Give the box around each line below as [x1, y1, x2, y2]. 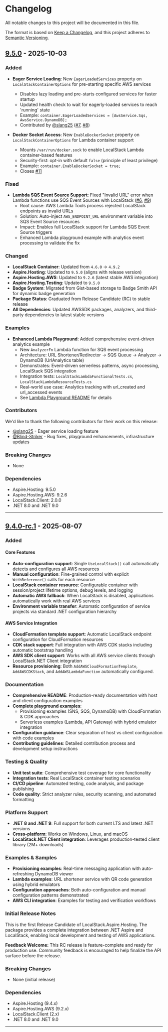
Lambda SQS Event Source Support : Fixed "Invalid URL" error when [12, 192, 153, 198]
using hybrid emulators [12, 881, 60, 887]
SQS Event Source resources [19, 218, 80, 224]
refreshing [12, 871, 34, 877]
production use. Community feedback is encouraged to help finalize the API [5, 947, 161, 953]
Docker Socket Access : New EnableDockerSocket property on [12, 132, 140, 138]
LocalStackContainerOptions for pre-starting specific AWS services [12, 81, 151, 87]
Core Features [5, 549, 35, 555]
